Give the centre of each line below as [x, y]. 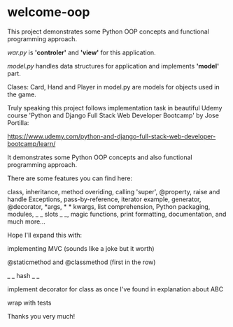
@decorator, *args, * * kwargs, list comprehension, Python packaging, [109, 206]
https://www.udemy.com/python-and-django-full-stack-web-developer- [112, 136]
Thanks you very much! [41, 316]
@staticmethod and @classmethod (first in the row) [82, 262]
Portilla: [18, 122]
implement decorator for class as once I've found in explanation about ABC [115, 289]
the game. [22, 94]
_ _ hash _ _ [23, 275]
